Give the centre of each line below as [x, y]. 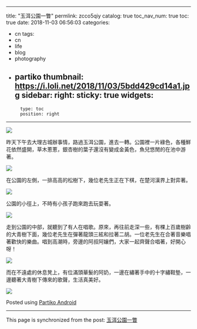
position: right [40, 114]
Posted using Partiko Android [41, 302]
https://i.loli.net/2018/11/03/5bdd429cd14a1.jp [102, 86]
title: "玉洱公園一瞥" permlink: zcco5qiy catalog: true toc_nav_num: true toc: [98, 16]
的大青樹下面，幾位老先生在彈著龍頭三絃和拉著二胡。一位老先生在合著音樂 [96, 234]
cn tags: [24, 34]
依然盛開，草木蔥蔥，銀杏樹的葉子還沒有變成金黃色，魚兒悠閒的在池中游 [98, 149]
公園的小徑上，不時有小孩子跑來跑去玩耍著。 [60, 203]
